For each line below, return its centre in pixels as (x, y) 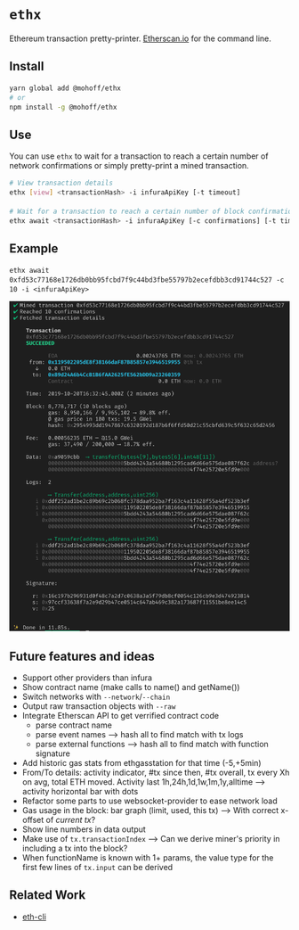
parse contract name (74, 725)
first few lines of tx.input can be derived (97, 868)
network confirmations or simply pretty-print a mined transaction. (129, 166)
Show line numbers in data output (84, 829)
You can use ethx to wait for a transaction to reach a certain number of (139, 156)
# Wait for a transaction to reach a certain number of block (127, 211)
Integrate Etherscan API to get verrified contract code (121, 716)
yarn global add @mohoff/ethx (65, 88)
